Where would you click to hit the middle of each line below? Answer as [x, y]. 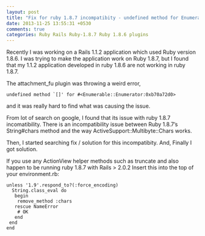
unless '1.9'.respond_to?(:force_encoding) [63, 185]
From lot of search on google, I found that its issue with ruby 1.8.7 [88, 118]
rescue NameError [37, 207]
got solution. [22, 149]
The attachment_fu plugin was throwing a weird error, [74, 84]
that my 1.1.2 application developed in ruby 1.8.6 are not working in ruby [96, 65]
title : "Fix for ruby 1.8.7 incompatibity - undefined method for [92, 18]
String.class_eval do [39, 191]
